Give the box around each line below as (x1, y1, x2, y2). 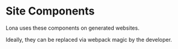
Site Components (5, 4, 95, 18)
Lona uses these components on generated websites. (5, 24, 140, 31)
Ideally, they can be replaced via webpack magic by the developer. (5, 36, 173, 43)
